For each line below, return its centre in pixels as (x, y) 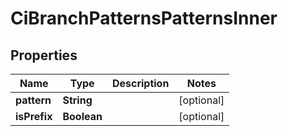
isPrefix (34, 116)
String (77, 100)
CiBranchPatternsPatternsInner (144, 18)
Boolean (82, 116)
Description (140, 83)
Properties (44, 55)
